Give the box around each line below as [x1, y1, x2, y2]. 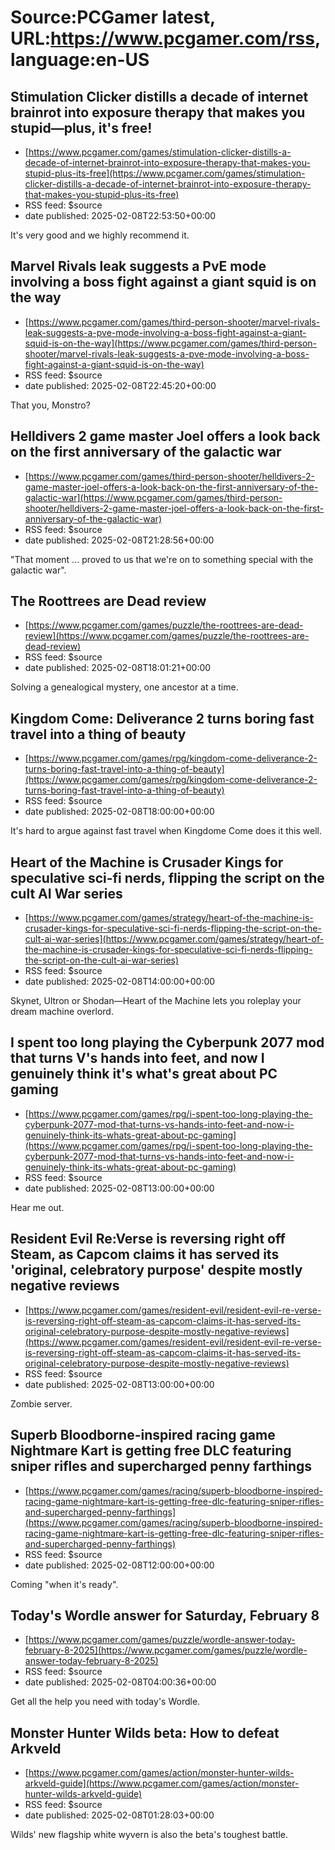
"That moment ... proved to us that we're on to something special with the [10, 553, 314, 565]
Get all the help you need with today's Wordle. [10, 1696, 201, 1708]
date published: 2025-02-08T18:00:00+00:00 [24, 806, 215, 818]
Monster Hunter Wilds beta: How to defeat [10, 1724, 280, 1741]
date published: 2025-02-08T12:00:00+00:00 [24, 1559, 215, 1571]
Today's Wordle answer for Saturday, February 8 [10, 1607, 320, 1624]
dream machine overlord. [10, 1006, 114, 1018]
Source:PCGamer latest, [10, 6, 216, 29]
